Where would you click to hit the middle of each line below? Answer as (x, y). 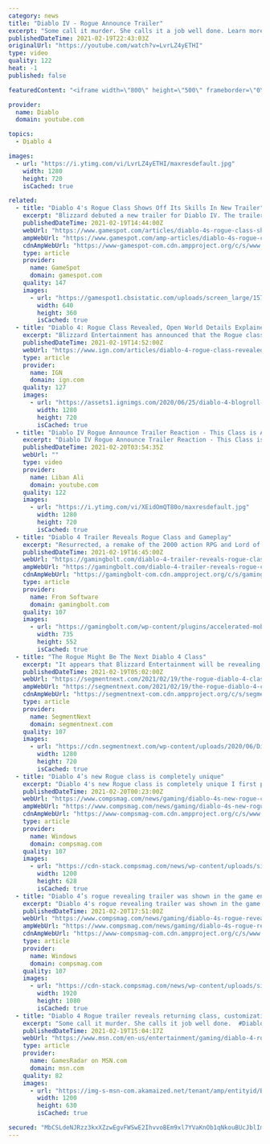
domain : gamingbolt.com (70, 604)
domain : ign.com (57, 380)
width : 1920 (57, 994)
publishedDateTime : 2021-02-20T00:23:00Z (93, 792)
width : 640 (55, 305)
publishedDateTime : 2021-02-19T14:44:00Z (93, 223)
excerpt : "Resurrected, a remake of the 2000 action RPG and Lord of (142, 545)
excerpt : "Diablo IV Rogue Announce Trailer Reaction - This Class (138, 440)
